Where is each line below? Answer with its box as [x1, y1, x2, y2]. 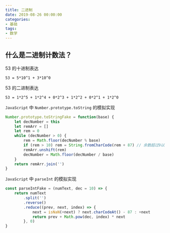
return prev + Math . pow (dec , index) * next [32, 214, 125, 219]
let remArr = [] [14, 124, 49, 129]
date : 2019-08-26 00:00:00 [5, 12, 62, 17]
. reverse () [23, 200, 47, 205]
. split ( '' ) [23, 196, 47, 201]
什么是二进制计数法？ [5, 51, 72, 60]
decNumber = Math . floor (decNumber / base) [23, 152, 114, 157]
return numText [14, 191, 47, 196]
